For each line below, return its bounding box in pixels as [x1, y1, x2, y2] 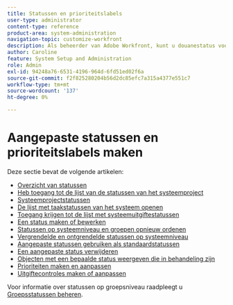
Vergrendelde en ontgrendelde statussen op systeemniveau [17, 232, 189, 241]
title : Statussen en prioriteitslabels [7, 10, 123, 17]
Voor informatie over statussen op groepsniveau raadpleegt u [7, 282, 183, 291]
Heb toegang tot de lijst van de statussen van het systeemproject [17, 188, 204, 196]
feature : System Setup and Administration [7, 55, 132, 62]
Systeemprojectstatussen [17, 195, 91, 204]
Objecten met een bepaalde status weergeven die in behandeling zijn [17, 254, 216, 263]
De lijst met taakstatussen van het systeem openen [17, 202, 164, 211]
